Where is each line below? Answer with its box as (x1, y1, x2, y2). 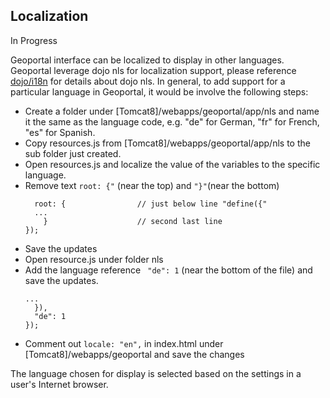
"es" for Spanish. (24, 126, 96, 138)
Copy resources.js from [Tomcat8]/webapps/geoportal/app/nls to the (24, 137, 311, 149)
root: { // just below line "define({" (34, 199, 268, 209)
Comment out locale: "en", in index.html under (24, 337, 224, 349)
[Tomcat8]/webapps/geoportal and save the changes (24, 348, 245, 360)
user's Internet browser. (10, 378, 109, 390)
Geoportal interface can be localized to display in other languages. (10, 54, 285, 66)
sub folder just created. (24, 147, 122, 159)
